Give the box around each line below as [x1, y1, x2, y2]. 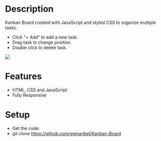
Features [5, 71, 42, 82]
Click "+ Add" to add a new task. [12, 34, 78, 40]
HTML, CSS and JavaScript [12, 87, 68, 93]
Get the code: [12, 125, 40, 131]
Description [5, 3, 54, 15]
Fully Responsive [12, 92, 46, 98]
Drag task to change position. [12, 39, 72, 45]
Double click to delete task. [12, 44, 68, 50]
